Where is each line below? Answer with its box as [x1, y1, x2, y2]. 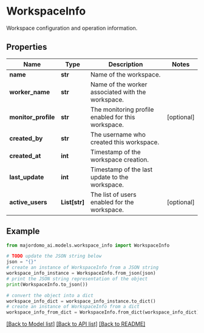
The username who [90, 130, 146, 139]
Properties [6, 42, 47, 52]
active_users [9, 197, 47, 206]
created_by [9, 134, 43, 142]
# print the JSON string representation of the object [6, 275, 148, 282]
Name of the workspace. [90, 70, 161, 78]
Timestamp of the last [90, 165, 153, 174]
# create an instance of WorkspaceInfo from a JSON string [6, 264, 159, 271]
